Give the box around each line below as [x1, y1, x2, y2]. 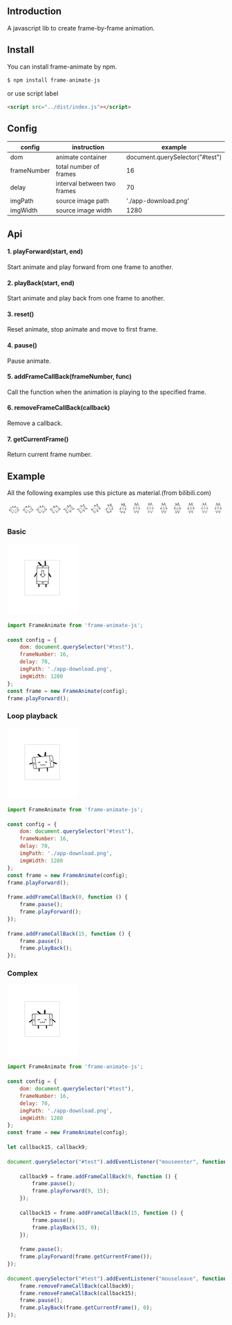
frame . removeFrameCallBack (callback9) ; [19, 1282, 135, 1290]
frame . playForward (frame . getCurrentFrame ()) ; [19, 1253, 153, 1261]
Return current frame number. [7, 450, 92, 459]
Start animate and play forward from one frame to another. [7, 263, 174, 271]
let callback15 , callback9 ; [7, 1144, 88, 1151]
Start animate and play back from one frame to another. [7, 294, 165, 303]
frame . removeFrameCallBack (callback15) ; [19, 1290, 137, 1297]
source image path [55, 197, 109, 205]
